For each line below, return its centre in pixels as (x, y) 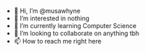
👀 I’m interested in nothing (51, 18)
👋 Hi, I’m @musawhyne (47, 11)
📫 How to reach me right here (58, 41)
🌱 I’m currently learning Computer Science (75, 26)
